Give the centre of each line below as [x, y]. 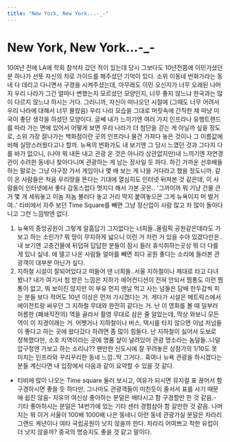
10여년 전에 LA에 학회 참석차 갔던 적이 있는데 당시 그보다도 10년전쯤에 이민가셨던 [115, 67]
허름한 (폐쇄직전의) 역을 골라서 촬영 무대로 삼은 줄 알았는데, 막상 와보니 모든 [118, 314]
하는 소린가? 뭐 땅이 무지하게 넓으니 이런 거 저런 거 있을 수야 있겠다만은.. [126, 236]
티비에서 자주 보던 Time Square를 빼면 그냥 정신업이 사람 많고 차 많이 [112, 205]
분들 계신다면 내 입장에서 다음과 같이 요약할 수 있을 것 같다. [96, 366]
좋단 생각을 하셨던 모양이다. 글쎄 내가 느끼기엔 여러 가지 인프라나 [106, 119]
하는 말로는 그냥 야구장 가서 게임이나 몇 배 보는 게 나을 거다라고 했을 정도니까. [111, 170]
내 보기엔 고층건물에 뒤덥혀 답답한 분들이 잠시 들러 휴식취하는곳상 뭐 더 [111, 245]
